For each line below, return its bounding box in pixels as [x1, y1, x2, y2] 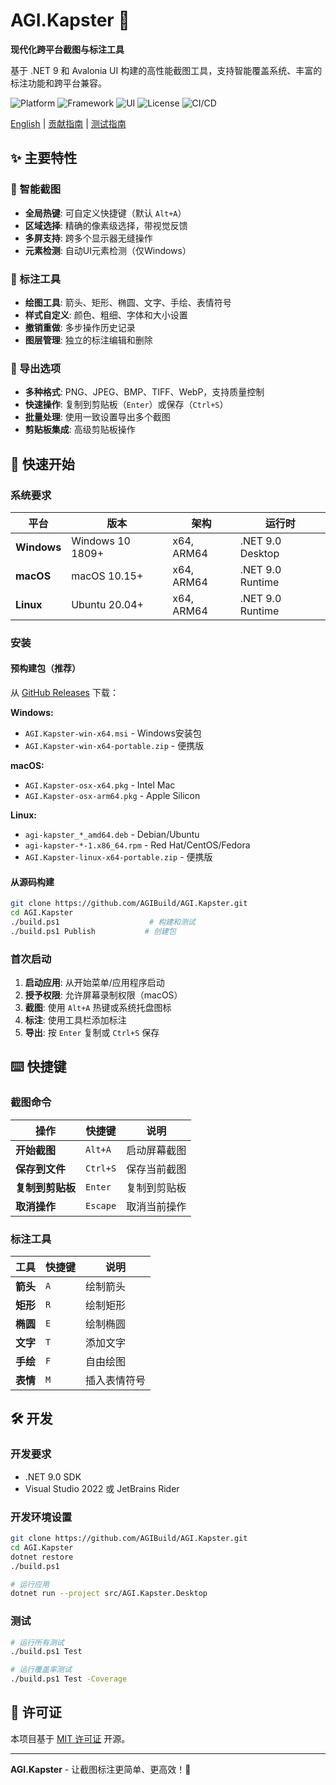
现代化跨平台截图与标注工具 [10, 43, 125, 55]
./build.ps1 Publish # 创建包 [10, 926, 177, 936]
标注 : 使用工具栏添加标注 [24, 1014, 127, 1026]
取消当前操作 [126, 1199, 187, 1213]
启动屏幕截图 [126, 1143, 187, 1157]
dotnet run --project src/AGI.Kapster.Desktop [10, 1589, 208, 1599]
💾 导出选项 [10, 361, 62, 375]
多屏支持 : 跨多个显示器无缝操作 [24, 232, 153, 244]
